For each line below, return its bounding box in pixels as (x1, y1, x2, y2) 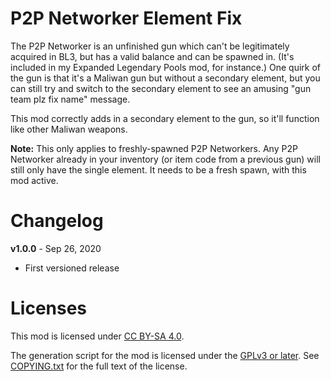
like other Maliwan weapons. (10, 123, 128, 135)
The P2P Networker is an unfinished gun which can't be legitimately (10, 40, 290, 52)
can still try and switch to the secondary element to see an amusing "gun (10, 82, 312, 94)
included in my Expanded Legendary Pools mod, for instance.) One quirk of (10, 61, 322, 73)
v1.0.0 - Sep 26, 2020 (10, 242, 102, 254)
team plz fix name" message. (10, 93, 131, 105)
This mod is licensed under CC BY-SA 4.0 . (10, 330, 185, 342)
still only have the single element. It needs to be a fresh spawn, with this (10, 163, 307, 176)
